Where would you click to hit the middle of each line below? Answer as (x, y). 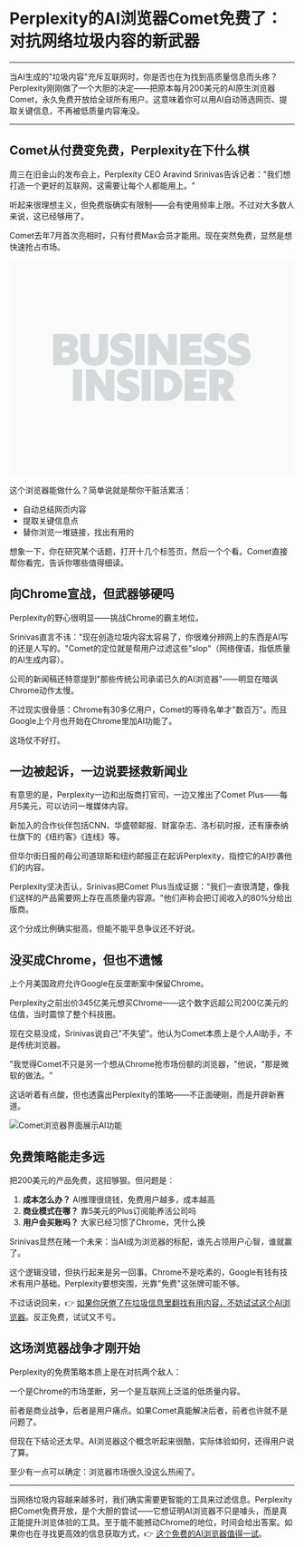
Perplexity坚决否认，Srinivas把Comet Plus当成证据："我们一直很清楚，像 (146, 886)
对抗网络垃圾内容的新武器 (105, 41)
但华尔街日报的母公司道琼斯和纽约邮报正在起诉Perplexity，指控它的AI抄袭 (147, 856)
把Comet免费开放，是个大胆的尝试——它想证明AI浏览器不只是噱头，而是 (145, 1511)
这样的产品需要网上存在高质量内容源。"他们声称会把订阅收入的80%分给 (151, 898)
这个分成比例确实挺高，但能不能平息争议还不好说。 (104, 929)
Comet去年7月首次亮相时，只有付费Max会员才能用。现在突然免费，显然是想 (151, 235)
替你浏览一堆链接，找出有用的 (78, 532)
